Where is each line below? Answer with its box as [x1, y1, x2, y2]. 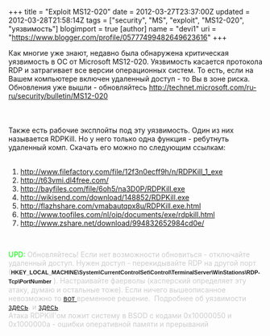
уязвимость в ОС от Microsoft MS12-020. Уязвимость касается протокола [8, 57, 263, 66]
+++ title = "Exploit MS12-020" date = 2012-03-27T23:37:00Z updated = [8, 7, 251, 16]
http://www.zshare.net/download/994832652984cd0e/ [19, 218, 205, 228]
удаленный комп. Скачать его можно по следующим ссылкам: [8, 143, 226, 152]
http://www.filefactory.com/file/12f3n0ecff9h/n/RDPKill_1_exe [19, 167, 223, 176]
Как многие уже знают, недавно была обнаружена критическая [8, 48, 230, 57]
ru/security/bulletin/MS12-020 [8, 91, 109, 100]
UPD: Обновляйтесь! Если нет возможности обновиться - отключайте [8, 250, 251, 259]
